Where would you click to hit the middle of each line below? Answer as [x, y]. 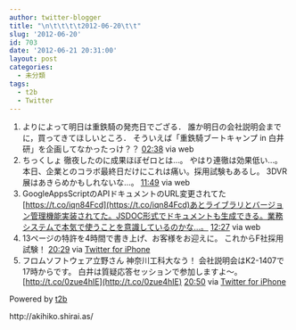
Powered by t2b [38, 299]
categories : [31, 68]
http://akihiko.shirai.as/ [51, 317]
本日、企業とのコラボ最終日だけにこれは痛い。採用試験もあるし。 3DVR [155, 171]
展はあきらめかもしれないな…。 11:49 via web [106, 183]
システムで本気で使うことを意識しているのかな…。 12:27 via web [141, 227]
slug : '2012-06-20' [45, 34]
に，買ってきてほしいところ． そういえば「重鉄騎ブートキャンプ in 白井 [153, 138]
